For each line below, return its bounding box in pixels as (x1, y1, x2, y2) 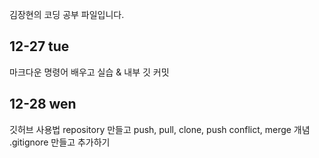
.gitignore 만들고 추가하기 (9, 136, 111, 148)
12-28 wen (9, 96, 77, 113)
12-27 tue (9, 38, 70, 55)
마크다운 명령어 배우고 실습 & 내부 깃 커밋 (9, 66, 170, 78)
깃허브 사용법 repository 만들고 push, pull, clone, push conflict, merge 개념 (9, 123, 311, 135)
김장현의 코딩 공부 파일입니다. (9, 9, 125, 20)
